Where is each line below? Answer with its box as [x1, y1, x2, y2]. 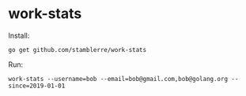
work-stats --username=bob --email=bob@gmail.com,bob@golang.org [8, 75, 228, 83]
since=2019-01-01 [8, 82, 66, 90]
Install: [8, 31, 30, 40]
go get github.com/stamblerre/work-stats [8, 46, 147, 54]
